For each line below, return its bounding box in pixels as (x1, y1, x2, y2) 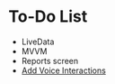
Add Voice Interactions (21, 65, 107, 76)
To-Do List (8, 6, 88, 27)
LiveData (21, 36, 55, 47)
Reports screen (21, 55, 79, 66)
